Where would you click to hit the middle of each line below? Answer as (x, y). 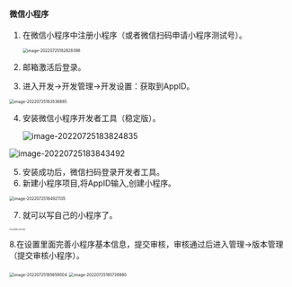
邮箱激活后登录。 (54, 67)
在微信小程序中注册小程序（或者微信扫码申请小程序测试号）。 (134, 35)
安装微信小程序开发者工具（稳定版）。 (91, 118)
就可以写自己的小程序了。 (70, 215)
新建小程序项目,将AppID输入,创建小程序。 (99, 183)
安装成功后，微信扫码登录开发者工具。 (93, 172)
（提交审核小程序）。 (47, 256)
